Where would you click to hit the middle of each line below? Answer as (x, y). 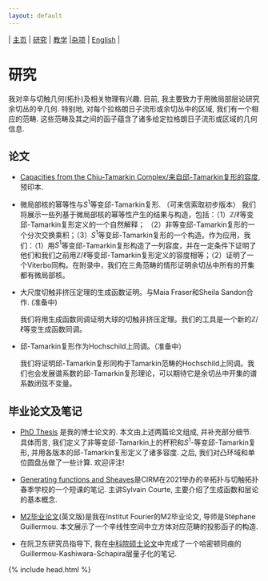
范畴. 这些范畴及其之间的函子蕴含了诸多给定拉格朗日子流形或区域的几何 (140, 119)
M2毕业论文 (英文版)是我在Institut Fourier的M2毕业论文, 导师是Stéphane (138, 516)
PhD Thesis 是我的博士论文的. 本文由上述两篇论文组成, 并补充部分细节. (136, 432)
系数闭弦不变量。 (48, 383)
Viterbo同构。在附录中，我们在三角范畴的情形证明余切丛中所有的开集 (140, 265)
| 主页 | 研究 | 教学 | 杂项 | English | (64, 39)
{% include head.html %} (50, 569)
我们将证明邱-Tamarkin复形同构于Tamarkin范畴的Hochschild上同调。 (134, 363)
